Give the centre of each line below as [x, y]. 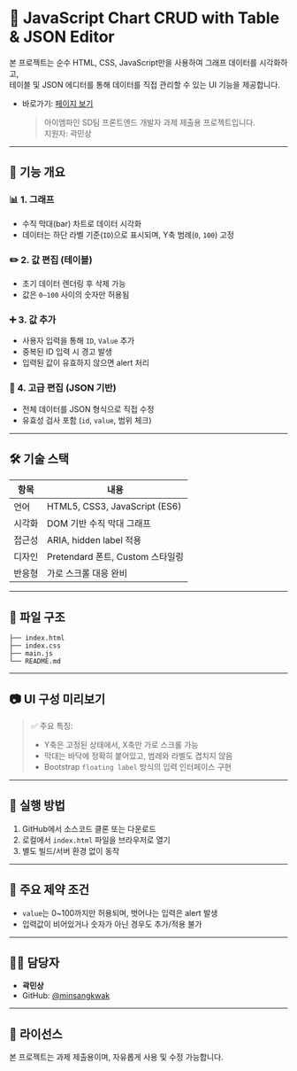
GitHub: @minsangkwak [66, 996]
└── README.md [35, 662]
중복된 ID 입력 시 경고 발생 [67, 352]
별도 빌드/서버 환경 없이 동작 [71, 850]
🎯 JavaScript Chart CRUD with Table [145, 18]
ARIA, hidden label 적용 [95, 540]
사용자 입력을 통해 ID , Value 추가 [78, 341]
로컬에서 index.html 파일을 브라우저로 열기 [96, 840]
